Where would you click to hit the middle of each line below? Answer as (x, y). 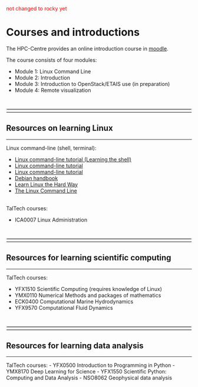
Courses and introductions (73, 32)
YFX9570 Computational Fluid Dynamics (64, 307)
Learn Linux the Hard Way (46, 184)
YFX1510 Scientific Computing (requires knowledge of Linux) (88, 289)
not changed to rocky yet (37, 9)
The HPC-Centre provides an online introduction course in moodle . (88, 48)
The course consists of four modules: (52, 60)
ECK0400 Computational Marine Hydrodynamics (74, 301)
